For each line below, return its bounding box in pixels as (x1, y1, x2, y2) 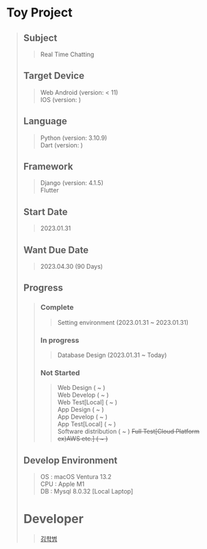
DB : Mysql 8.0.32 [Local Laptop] (40, 487, 134, 496)
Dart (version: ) (40, 141, 84, 149)
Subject (23, 32, 58, 44)
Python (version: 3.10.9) (40, 134, 108, 142)
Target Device (23, 70, 85, 82)
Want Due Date (23, 244, 89, 256)
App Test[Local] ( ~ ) (57, 420, 117, 428)
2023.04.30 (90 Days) (40, 263, 103, 271)
